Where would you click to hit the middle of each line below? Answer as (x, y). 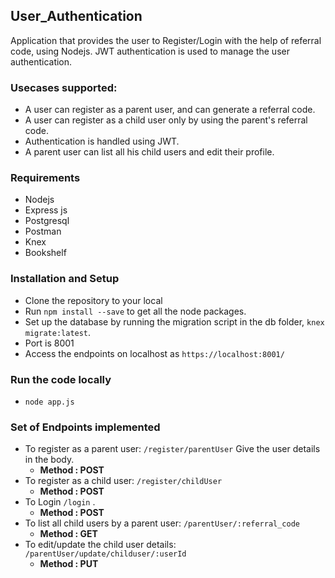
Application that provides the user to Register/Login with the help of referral (166, 40)
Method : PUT (69, 564)
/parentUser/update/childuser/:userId (105, 554)
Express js (46, 210)
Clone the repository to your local (93, 300)
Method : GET (68, 534)
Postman (43, 231)
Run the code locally (61, 379)
